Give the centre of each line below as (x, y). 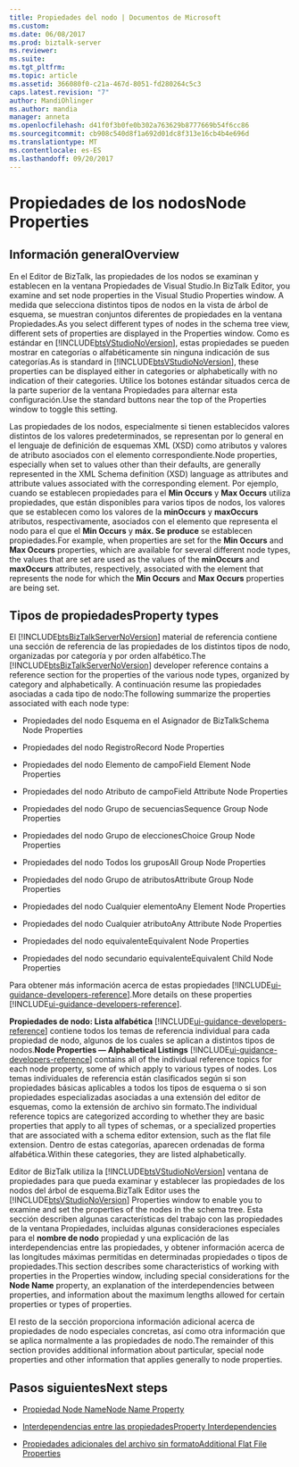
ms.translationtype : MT (54, 142)
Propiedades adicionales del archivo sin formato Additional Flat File (145, 1444)
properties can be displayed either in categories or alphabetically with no (144, 371)
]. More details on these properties (190, 995)
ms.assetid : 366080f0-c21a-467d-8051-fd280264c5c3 (105, 84)
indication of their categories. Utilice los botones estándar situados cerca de (149, 380)
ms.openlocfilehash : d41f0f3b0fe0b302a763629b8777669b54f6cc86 (129, 126)
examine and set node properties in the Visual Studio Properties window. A (146, 295)
